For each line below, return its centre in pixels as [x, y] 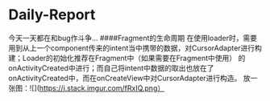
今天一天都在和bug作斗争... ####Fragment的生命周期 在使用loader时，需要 [133, 38]
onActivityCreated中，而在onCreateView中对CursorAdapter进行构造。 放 [130, 78]
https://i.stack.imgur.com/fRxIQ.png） [102, 88]
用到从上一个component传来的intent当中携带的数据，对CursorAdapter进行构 [135, 48]
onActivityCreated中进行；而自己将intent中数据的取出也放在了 [111, 68]
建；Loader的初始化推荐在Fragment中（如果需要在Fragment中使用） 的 [127, 58]
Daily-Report [52, 15]
